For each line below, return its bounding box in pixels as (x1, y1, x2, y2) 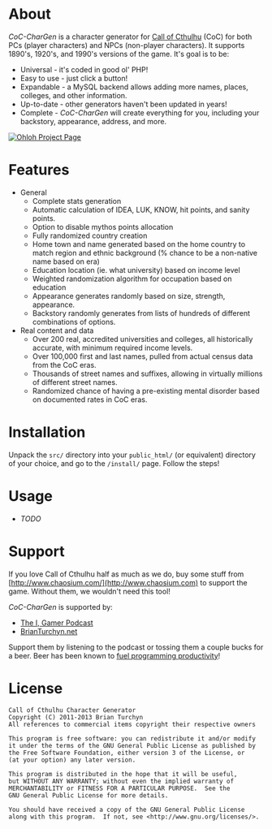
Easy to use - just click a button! (19, 73, 128, 83)
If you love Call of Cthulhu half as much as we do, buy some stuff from (8, 569, 244, 579)
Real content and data (19, 326, 94, 335)
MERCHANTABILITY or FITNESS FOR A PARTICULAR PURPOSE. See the (8, 784, 231, 792)
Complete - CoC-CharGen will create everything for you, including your (19, 107, 260, 118)
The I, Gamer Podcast (19, 618, 93, 628)
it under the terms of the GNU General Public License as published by (8, 741, 256, 749)
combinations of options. (32, 317, 116, 326)
